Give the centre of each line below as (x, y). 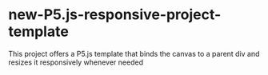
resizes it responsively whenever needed (76, 62)
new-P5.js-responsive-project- (115, 15)
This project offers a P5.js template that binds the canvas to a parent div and (134, 53)
